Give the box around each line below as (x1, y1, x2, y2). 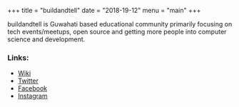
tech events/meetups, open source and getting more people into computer (7, 28, 227, 36)
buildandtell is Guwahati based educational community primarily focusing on (7, 20, 233, 28)
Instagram (17, 92, 48, 101)
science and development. (7, 35, 86, 44)
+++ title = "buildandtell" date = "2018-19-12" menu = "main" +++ (7, 6, 201, 14)
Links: (7, 53, 29, 63)
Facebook (17, 84, 48, 93)
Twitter (17, 76, 39, 85)
